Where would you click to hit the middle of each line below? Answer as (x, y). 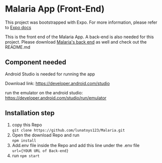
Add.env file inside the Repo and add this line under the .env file (76, 145)
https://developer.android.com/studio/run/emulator (56, 98)
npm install (24, 141)
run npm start (26, 155)
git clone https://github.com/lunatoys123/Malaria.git (68, 130)
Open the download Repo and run (46, 135)
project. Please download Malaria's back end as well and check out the (76, 42)
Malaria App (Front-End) (55, 9)
